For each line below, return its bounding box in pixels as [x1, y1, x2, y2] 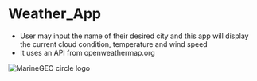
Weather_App [8, 5, 102, 23]
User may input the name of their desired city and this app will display [19, 31, 249, 40]
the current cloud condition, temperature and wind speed [19, 39, 208, 48]
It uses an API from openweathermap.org [19, 48, 155, 57]
